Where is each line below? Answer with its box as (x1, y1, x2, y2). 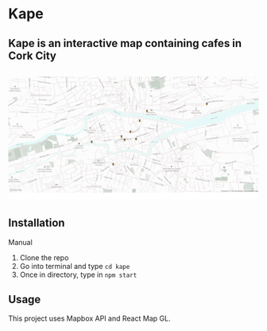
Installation (8, 216, 65, 230)
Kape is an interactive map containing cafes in (8, 37, 242, 50)
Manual (8, 237, 33, 247)
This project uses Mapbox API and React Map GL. (8, 313, 171, 323)
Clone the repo (19, 252, 69, 263)
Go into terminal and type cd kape (19, 261, 130, 271)
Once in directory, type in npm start (19, 270, 137, 279)
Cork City (8, 49, 57, 62)
